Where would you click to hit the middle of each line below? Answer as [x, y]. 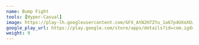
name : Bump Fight [28, 11]
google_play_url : [28, 28]
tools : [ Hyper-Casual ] [34, 17]
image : [14, 22]
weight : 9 [18, 33]
